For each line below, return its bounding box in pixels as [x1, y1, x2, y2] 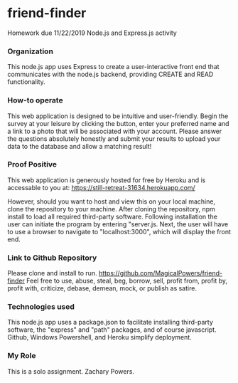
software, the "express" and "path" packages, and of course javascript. [7, 325, 217, 334]
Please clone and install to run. [7, 269, 97, 278]
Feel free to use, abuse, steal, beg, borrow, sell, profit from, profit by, [26, 276, 228, 285]
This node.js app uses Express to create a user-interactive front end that [7, 63, 220, 71]
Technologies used [7, 302, 75, 312]
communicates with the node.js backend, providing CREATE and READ [7, 70, 214, 79]
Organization [7, 46, 53, 56]
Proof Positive [7, 159, 58, 169]
